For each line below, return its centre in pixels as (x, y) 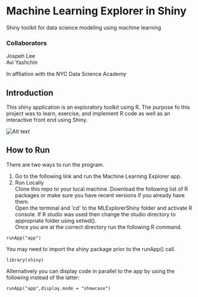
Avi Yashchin (22, 62)
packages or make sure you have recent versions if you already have (100, 195)
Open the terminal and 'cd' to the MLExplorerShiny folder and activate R (103, 208)
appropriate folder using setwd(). (56, 221)
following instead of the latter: (43, 277)
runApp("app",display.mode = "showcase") (59, 288)
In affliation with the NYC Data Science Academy (66, 74)
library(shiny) (25, 260)
